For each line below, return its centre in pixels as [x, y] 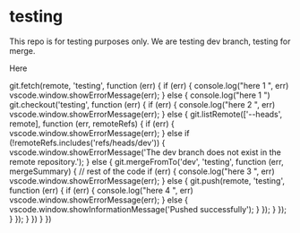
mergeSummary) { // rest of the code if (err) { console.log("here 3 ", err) [142, 171]
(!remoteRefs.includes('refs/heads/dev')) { [87, 142]
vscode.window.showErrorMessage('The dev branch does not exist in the [146, 152]
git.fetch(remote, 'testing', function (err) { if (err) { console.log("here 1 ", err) [149, 85]
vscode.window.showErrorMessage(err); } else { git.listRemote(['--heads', [146, 114]
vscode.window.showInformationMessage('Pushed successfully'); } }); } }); [148, 209]
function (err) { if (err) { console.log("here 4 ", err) [102, 190]
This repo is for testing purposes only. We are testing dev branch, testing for [150, 41]
